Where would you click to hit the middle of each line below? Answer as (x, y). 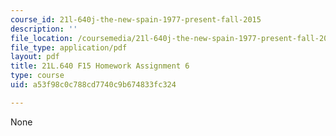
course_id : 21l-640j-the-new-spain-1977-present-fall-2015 (136, 19)
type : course (37, 76)
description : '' (44, 29)
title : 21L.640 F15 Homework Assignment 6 (100, 66)
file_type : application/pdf (69, 47)
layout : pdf (35, 57)
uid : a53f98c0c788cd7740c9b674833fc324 (93, 85)
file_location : (42, 38)
